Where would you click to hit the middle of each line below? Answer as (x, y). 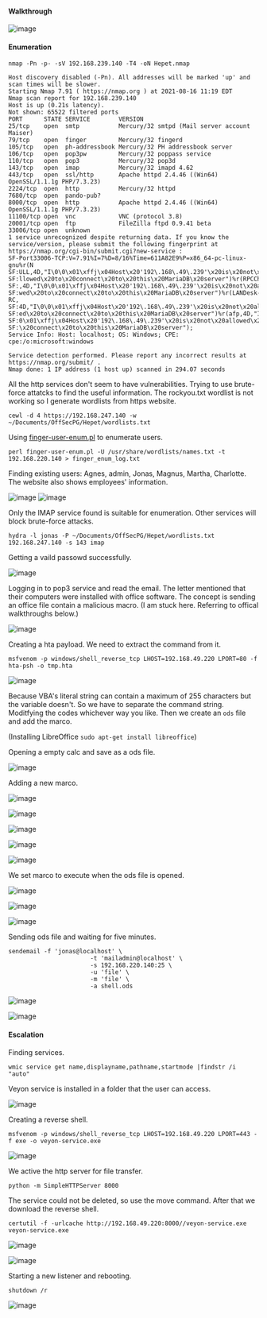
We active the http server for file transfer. (75, 1171)
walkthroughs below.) (43, 614)
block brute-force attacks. (51, 521)
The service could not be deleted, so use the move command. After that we (132, 1200)
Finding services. (37, 1052)
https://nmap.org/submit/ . (55, 363)
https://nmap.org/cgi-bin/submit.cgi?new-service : (95, 251)
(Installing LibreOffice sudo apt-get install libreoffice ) (103, 737)
